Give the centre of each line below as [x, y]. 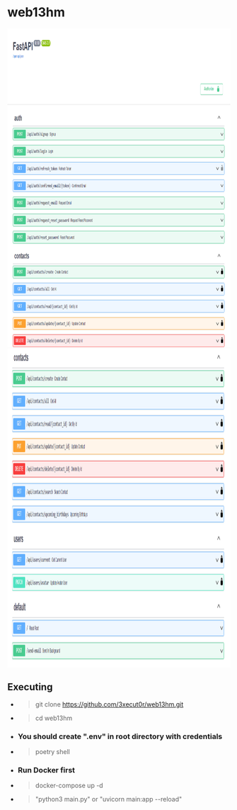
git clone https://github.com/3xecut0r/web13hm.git [109, 704]
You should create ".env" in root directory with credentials [120, 736]
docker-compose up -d [69, 786]
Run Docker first [46, 770]
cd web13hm [54, 718]
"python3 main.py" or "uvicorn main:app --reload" [109, 799]
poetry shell [53, 752]
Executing [30, 687]
